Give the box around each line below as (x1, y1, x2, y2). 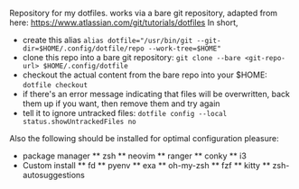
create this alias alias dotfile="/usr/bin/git (22, 35, 193, 45)
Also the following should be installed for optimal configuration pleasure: (9, 133, 279, 143)
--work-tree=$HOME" (147, 44, 221, 53)
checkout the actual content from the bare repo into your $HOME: (22, 69, 268, 80)
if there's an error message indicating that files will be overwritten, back (22, 89, 291, 99)
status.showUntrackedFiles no (22, 117, 137, 126)
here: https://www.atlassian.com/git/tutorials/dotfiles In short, (9, 17, 238, 28)
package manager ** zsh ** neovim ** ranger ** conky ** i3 (22, 150, 247, 161)
